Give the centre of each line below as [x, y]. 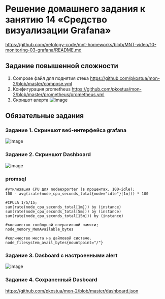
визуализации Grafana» [58, 31]
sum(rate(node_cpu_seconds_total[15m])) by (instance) [64, 216]
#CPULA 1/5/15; [21, 203]
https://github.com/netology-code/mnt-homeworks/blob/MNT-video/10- [81, 44]
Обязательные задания [44, 116]
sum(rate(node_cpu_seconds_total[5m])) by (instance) [63, 212]
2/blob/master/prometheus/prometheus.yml [59, 94]
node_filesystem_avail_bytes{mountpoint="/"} [54, 243]
